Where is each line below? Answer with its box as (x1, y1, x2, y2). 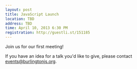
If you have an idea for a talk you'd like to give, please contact (5, 53, 133, 59)
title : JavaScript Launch (5, 12, 59, 17)
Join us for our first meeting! (5, 44, 64, 49)
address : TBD (5, 21, 32, 26)
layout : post (5, 7, 32, 12)
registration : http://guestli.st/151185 (5, 30, 91, 35)
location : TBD (5, 16, 35, 21)
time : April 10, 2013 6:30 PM (5, 26, 68, 31)
